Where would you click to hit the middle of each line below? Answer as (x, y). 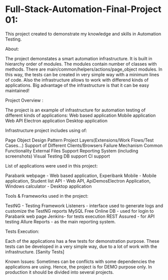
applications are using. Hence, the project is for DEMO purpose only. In (78, 266)
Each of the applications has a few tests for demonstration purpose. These (82, 241)
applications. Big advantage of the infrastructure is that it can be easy (77, 85)
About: (12, 49)
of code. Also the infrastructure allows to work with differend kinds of (77, 80)
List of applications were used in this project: (51, 166)
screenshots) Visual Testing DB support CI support (58, 156)
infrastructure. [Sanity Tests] (35, 251)
